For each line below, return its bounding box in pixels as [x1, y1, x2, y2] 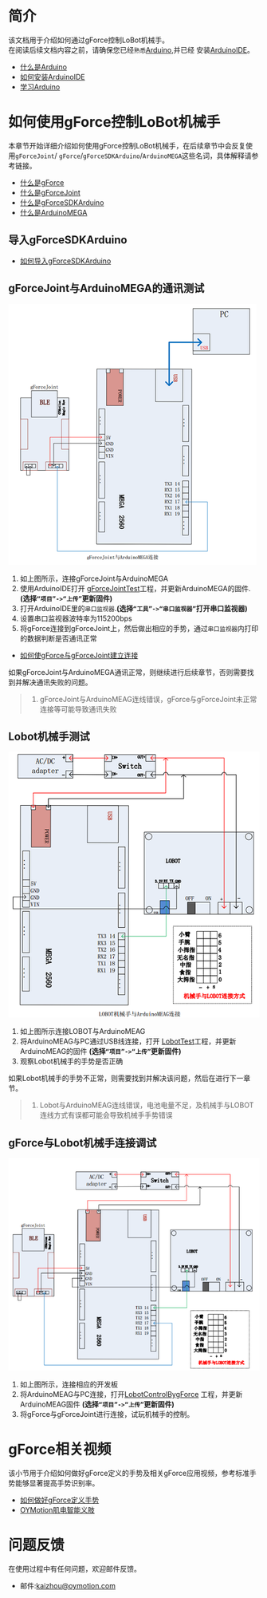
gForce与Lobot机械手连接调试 [8, 1136, 157, 1150]
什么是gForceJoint [19, 187, 81, 197]
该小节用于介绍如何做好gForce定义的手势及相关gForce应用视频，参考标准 [8, 1469, 249, 1478]
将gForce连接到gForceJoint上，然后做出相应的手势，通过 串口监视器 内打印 [19, 623, 259, 633]
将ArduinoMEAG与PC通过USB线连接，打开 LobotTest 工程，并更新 [19, 1036, 237, 1046]
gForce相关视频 [8, 1441, 112, 1458]
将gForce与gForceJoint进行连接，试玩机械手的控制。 [19, 1410, 194, 1419]
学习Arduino [19, 81, 61, 92]
